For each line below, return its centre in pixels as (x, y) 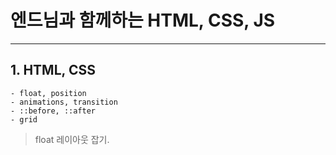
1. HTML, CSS (53, 70)
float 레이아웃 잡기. (72, 139)
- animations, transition (64, 102)
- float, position (48, 93)
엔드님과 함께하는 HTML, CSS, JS (143, 20)
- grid (24, 119)
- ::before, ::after (53, 111)
